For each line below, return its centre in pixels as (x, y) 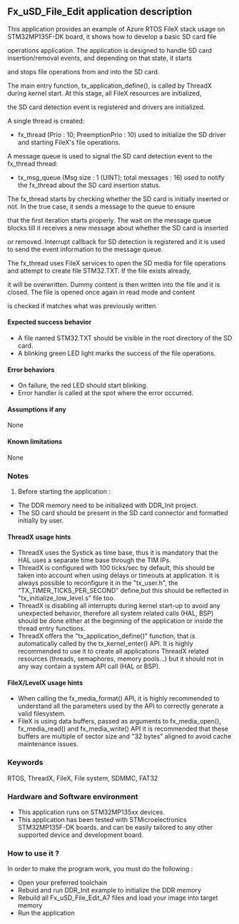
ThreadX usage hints (39, 537)
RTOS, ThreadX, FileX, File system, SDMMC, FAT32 (83, 778)
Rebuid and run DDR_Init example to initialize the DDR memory (110, 890)
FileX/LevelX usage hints (45, 682)
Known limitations (35, 442)
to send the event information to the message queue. (85, 249)
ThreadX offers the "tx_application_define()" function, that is (106, 636)
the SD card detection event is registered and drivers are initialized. (106, 107)
